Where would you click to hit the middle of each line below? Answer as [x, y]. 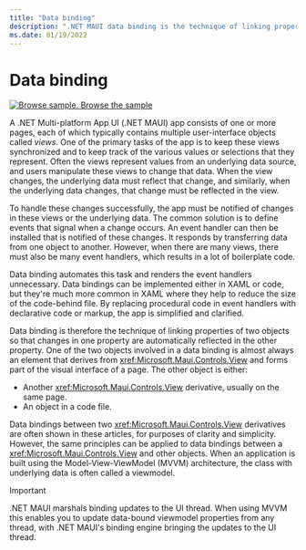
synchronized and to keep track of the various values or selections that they [152, 152]
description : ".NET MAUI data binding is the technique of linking [140, 26]
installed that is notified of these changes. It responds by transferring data [149, 237]
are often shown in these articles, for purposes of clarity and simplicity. [143, 434]
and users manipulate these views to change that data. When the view [141, 171]
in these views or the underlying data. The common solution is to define [144, 218]
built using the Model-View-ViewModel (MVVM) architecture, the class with [151, 463]
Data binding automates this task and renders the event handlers [131, 275]
